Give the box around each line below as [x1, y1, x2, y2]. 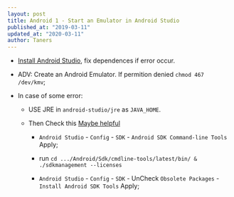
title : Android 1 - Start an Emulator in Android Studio [7, 17, 180, 24]
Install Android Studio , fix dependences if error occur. [17, 56, 176, 65]
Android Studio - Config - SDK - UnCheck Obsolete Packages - [38, 174, 220, 183]
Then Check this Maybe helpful [28, 119, 121, 128]
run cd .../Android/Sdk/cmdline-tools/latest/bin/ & [38, 154, 198, 163]
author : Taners [7, 37, 53, 44]
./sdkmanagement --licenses [38, 161, 122, 169]
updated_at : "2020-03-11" [7, 30, 84, 38]
